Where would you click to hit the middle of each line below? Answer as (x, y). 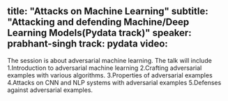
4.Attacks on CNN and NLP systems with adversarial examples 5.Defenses (114, 82)
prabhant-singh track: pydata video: (88, 44)
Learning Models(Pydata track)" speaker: (99, 33)
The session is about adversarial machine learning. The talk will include (110, 60)
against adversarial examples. (50, 90)
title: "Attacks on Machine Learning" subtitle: (108, 11)
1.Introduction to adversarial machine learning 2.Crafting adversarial (105, 68)
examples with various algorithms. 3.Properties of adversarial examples (110, 75)
